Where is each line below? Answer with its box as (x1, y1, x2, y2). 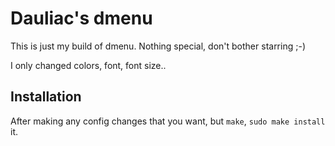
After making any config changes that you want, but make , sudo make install (10, 115, 326, 127)
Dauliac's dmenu (10, 7, 153, 30)
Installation (10, 88, 82, 106)
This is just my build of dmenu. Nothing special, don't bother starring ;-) (10, 40, 306, 52)
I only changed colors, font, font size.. (10, 59, 167, 71)
